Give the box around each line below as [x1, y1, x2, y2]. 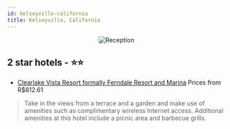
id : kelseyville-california [7, 10, 89, 17]
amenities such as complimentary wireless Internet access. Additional [24, 107, 224, 115]
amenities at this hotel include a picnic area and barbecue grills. [24, 114, 206, 122]
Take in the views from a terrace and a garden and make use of [24, 99, 206, 108]
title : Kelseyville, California [7, 17, 100, 24]
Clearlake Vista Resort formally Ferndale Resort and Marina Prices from [17, 78, 222, 87]
